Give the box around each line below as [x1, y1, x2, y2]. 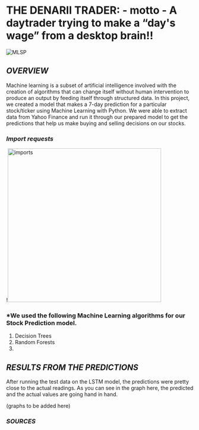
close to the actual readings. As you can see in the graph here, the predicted [6, 385, 194, 392]
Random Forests [14, 339, 55, 346]
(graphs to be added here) [6, 403, 71, 410]
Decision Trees [14, 332, 52, 339]
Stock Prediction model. [6, 319, 77, 327]
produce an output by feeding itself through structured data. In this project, [6, 94, 190, 101]
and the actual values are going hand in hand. [6, 391, 118, 398]
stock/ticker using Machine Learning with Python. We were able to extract [6, 107, 187, 114]
